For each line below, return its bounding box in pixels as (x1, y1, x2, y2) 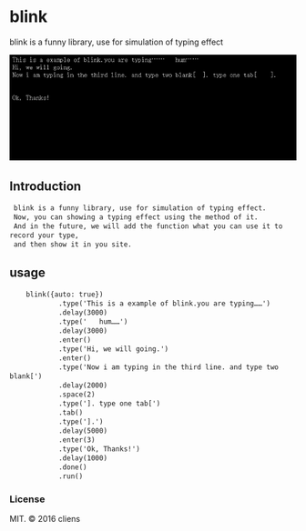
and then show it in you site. (13, 240, 132, 249)
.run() (57, 471, 84, 481)
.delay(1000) (57, 453, 107, 463)
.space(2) (57, 389, 96, 399)
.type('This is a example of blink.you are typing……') (57, 298, 271, 308)
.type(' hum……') (57, 316, 128, 326)
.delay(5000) (57, 426, 107, 436)
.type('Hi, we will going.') (57, 344, 169, 354)
